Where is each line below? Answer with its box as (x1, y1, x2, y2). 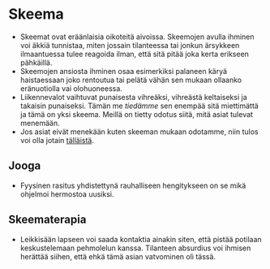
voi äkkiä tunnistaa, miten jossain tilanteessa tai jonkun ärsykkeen (19, 40, 240, 50)
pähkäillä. (19, 58, 53, 67)
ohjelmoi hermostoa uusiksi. (19, 189, 114, 199)
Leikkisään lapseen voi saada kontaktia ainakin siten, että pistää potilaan (19, 234, 262, 244)
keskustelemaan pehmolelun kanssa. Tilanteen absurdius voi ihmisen (19, 243, 251, 253)
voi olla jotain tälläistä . (19, 135, 95, 145)
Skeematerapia (8, 213, 87, 227)
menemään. (19, 118, 60, 128)
